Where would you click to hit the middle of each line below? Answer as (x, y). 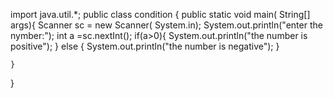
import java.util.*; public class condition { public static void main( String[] (160, 14)
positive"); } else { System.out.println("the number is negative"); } (145, 46)
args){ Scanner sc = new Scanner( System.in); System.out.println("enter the (166, 25)
